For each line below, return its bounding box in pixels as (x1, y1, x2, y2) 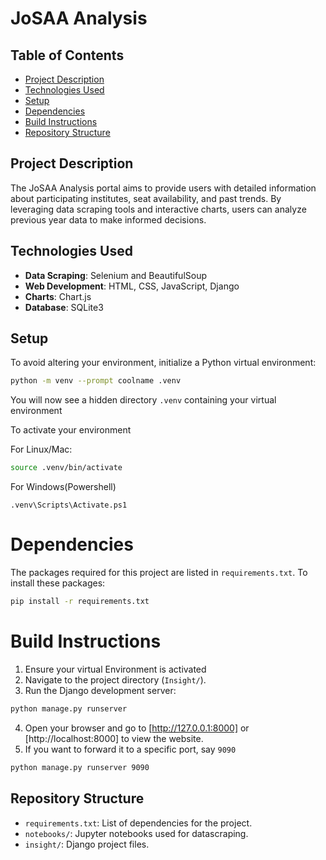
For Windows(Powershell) (10, 481, 117, 493)
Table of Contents (10, 47, 125, 64)
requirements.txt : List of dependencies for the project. (24, 817, 253, 829)
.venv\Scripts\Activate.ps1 (10, 500, 128, 511)
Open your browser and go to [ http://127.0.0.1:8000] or (24, 722, 250, 734)
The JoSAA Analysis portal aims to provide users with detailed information (10, 182, 317, 194)
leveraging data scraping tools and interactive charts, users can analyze (10, 203, 307, 215)
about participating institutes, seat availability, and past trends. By (10, 192, 282, 204)
